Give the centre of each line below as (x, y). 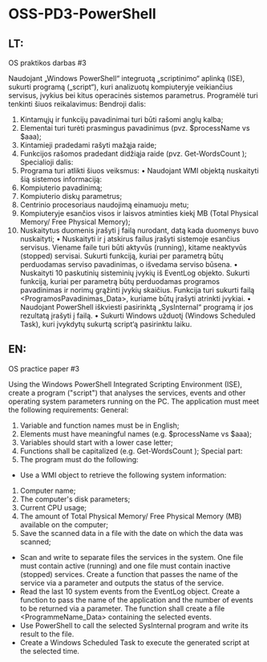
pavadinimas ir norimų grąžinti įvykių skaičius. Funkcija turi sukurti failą (137, 290)
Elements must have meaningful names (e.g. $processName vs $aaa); (136, 433)
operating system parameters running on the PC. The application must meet (134, 401)
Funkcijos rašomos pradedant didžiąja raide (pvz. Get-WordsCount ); (133, 154)
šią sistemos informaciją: (61, 179)
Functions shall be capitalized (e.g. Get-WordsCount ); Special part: (131, 451)
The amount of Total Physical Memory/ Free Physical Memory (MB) (131, 516)
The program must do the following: (79, 459)
